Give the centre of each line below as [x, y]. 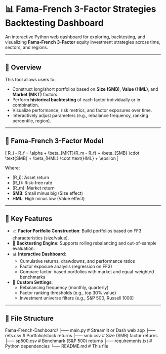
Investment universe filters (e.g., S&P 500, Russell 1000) [77, 298]
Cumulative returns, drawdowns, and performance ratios [77, 261]
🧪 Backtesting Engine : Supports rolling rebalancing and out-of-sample [84, 243]
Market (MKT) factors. [35, 94]
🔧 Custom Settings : [33, 282]
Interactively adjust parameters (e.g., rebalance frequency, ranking [80, 115]
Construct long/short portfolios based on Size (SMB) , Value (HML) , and [85, 89]
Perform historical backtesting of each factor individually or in [76, 100]
